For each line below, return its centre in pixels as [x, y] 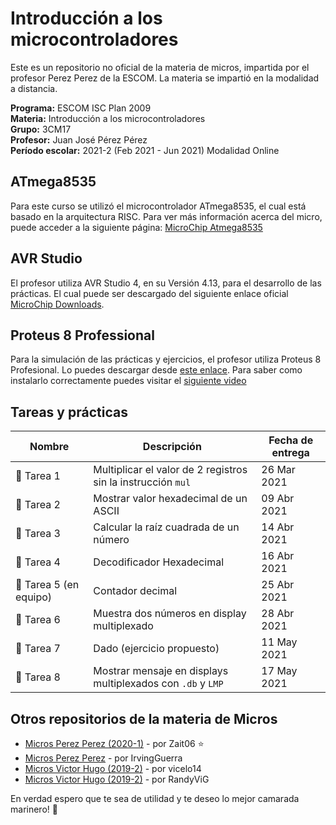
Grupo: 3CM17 [41, 129]
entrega [290, 453]
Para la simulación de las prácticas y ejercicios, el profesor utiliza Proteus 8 [166, 359]
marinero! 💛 [34, 809]
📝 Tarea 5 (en [47, 585]
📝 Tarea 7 [38, 649]
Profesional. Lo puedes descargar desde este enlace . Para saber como [156, 370]
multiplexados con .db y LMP [158, 684]
